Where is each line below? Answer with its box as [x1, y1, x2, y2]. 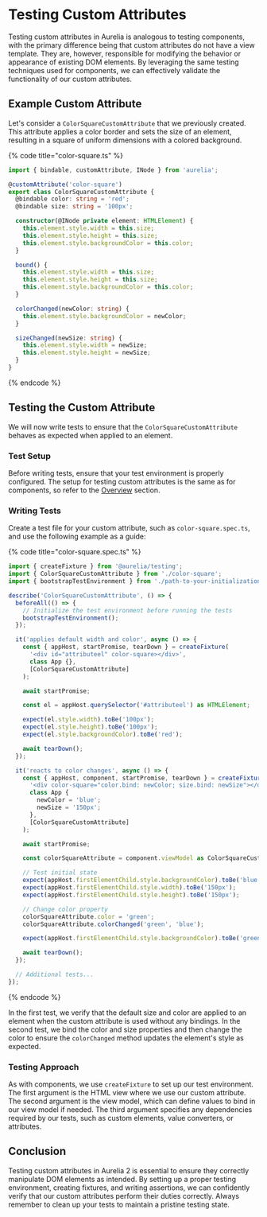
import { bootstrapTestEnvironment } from [8, 577, 151, 585]
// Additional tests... [15, 970, 94, 979]
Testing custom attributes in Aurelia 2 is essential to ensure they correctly [8, 1165, 250, 1175]
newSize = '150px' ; [37, 803, 102, 812]
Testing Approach [8, 1061, 79, 1072]
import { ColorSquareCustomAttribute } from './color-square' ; [8, 570, 222, 578]
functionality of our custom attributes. [8, 74, 133, 84]
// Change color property [22, 905, 109, 913]
